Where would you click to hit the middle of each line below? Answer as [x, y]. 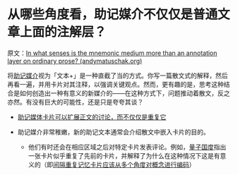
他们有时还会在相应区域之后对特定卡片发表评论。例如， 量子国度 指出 [127, 147]
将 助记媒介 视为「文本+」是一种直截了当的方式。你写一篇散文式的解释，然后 [118, 76]
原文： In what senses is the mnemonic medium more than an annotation [112, 53]
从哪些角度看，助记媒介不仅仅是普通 [113, 14]
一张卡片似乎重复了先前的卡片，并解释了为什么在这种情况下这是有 [124, 155]
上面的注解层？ [64, 32]
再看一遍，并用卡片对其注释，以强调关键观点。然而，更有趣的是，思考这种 [115, 84]
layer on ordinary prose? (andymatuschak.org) [75, 61]
